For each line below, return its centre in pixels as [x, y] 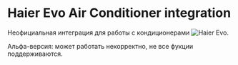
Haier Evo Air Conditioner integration [119, 13]
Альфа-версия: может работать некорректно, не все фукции [100, 46]
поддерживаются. [35, 54]
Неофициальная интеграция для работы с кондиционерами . [118, 32]
